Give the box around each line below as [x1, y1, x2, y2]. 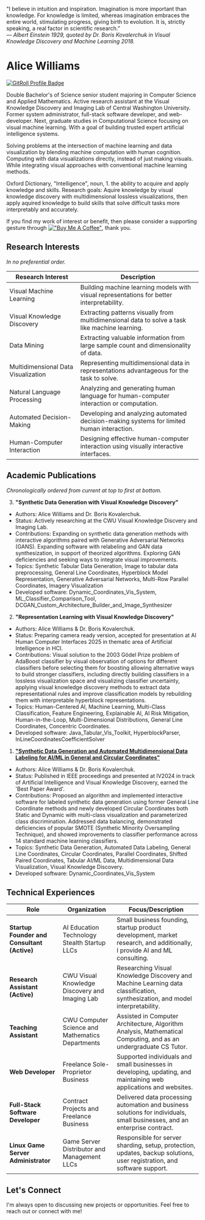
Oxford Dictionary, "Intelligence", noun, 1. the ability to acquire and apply [6, 180, 189, 187]
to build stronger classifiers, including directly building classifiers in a [15, 670, 189, 678]
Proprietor [62, 1068, 92, 1076]
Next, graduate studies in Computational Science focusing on [34, 117, 189, 124]
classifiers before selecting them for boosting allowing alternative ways [15, 664, 195, 671]
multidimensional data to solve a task [80, 316, 187, 324]
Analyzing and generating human [80, 383, 176, 392]
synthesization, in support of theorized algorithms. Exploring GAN [15, 549, 181, 556]
